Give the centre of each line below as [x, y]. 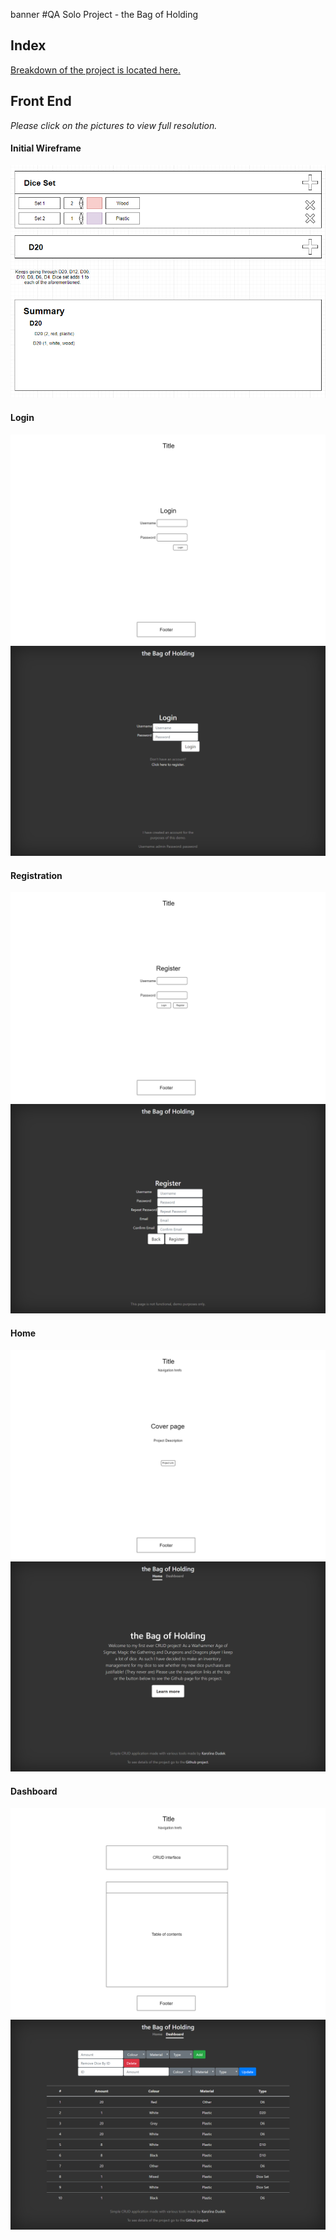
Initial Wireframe [46, 148]
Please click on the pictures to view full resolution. [114, 125]
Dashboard [34, 1791]
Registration [36, 875]
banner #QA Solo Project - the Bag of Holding [104, 14]
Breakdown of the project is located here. [95, 70]
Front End [41, 101]
